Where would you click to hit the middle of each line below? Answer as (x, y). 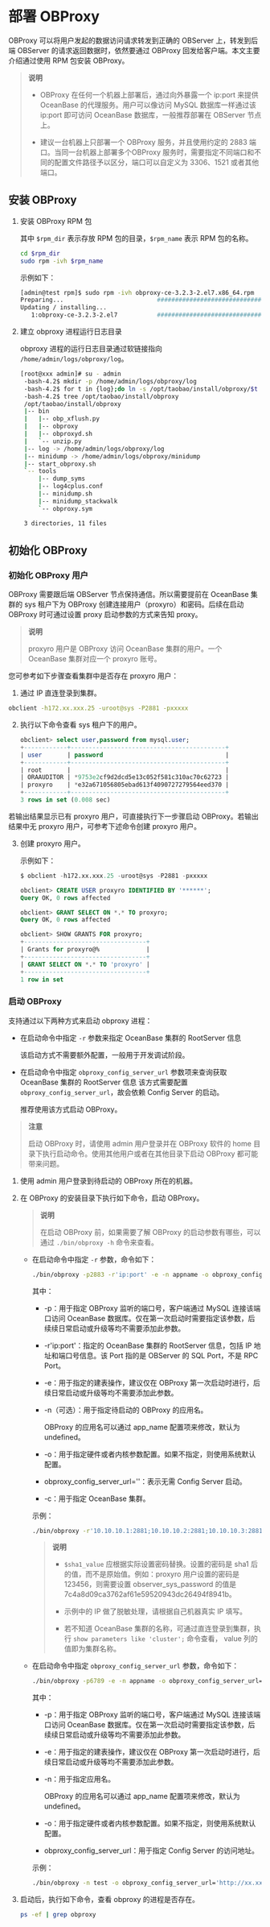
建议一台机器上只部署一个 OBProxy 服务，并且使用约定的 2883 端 (148, 142)
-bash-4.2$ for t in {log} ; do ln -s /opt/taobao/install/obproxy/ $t (141, 389)
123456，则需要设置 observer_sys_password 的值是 (150, 1585)
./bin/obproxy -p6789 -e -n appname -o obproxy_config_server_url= (147, 1681)
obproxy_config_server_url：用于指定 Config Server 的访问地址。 (151, 1850)
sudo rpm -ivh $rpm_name (61, 261)
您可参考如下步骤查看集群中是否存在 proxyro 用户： (94, 676)
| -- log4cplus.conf (71, 487)
